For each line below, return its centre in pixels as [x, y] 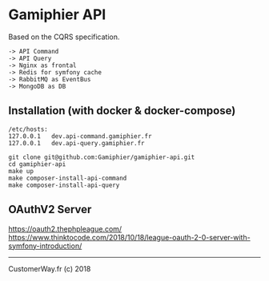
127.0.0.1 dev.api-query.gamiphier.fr [77, 143]
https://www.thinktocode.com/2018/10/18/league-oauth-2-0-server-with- [129, 237]
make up [21, 171]
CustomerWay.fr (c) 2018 [50, 268]
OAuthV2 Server [50, 210]
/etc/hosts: [28, 129]
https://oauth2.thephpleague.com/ [65, 228]
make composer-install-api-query [64, 185]
